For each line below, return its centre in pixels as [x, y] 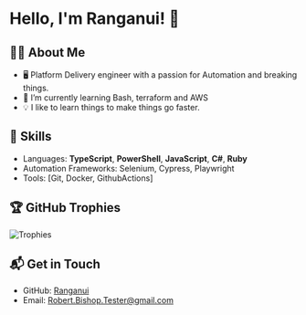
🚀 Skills [31, 136]
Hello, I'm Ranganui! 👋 [95, 19]
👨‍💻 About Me [47, 52]
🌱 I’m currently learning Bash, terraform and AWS [115, 98]
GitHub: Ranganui [56, 290]
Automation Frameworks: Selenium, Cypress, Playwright [128, 168]
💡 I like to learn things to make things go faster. [111, 107]
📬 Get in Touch [55, 264]
